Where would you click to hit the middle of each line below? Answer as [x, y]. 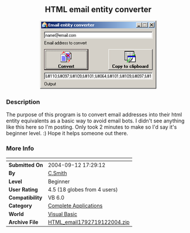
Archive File [23, 222]
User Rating [23, 189]
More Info [20, 149]
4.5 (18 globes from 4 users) [83, 189]
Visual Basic [63, 214]
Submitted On [26, 165]
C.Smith [57, 173]
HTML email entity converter [98, 10]
